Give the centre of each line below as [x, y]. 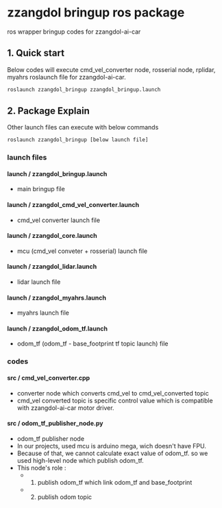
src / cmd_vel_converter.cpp [49, 378]
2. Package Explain [49, 111]
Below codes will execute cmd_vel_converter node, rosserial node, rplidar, [111, 69]
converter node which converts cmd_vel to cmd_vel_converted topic [113, 393]
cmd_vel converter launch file [59, 220]
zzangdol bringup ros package [96, 13]
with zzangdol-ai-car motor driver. [65, 408]
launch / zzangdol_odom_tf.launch [58, 328]
